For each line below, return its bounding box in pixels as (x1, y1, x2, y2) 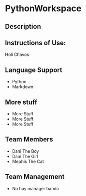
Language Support (5, 66, 63, 74)
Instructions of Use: (5, 38, 66, 47)
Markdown (12, 84, 34, 90)
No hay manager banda (12, 185, 59, 191)
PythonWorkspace (5, 3, 82, 14)
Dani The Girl (12, 153, 39, 159)
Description (5, 22, 41, 31)
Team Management (5, 173, 65, 181)
